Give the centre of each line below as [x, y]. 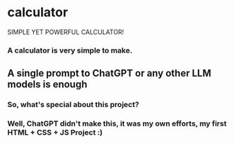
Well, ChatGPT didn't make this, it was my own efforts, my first [117, 123]
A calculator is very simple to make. [70, 50]
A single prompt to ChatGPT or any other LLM [109, 73]
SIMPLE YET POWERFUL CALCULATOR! [66, 32]
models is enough [47, 85]
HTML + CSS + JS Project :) [55, 133]
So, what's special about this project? [73, 105]
